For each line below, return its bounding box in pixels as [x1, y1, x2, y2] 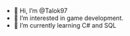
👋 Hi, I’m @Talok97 [13, 7, 68, 15]
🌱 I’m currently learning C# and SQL [13, 21, 117, 29]
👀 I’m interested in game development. [13, 14, 124, 22]
